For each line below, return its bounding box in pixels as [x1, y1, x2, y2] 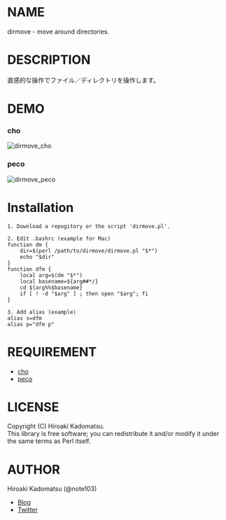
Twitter [17, 505, 38, 514]
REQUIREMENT [7, 344, 97, 360]
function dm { [7, 241, 49, 248]
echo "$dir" [20, 253, 55, 260]
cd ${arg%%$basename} [20, 284, 83, 291]
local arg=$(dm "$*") [20, 272, 83, 279]
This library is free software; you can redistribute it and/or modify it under [7, 430, 220, 438]
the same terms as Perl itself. [7, 437, 91, 445]
